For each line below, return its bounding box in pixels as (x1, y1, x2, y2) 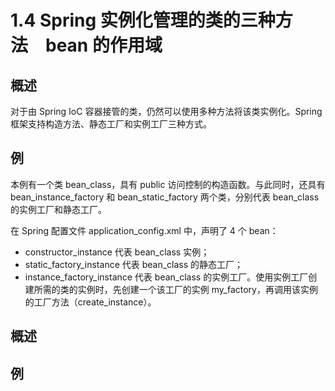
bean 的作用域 (45, 34, 163, 57)
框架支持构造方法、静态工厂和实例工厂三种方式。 (10, 118, 212, 130)
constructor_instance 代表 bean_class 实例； (24, 246, 210, 258)
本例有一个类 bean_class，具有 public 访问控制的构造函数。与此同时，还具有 (10, 178, 326, 190)
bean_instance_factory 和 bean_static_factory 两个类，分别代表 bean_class (10, 191, 320, 203)
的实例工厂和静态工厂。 (10, 203, 107, 215)
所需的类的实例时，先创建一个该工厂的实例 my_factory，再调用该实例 (33, 283, 318, 295)
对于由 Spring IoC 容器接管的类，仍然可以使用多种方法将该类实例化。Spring (10, 106, 323, 117)
